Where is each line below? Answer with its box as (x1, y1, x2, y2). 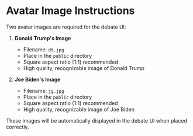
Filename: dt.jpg (23, 46, 64, 53)
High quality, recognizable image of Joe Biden (23, 106, 135, 113)
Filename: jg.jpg (23, 87, 64, 94)
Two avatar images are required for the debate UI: (6, 23, 126, 30)
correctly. (6, 123, 29, 130)
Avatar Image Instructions (6, 4, 135, 18)
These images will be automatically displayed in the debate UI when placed (6, 117, 187, 124)
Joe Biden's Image (14, 76, 61, 83)
